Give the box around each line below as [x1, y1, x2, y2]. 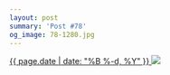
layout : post [9, 13, 59, 23]
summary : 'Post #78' [9, 22, 88, 31]
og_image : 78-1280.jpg [9, 30, 95, 39]
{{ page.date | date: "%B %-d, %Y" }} [9, 56, 150, 67]
